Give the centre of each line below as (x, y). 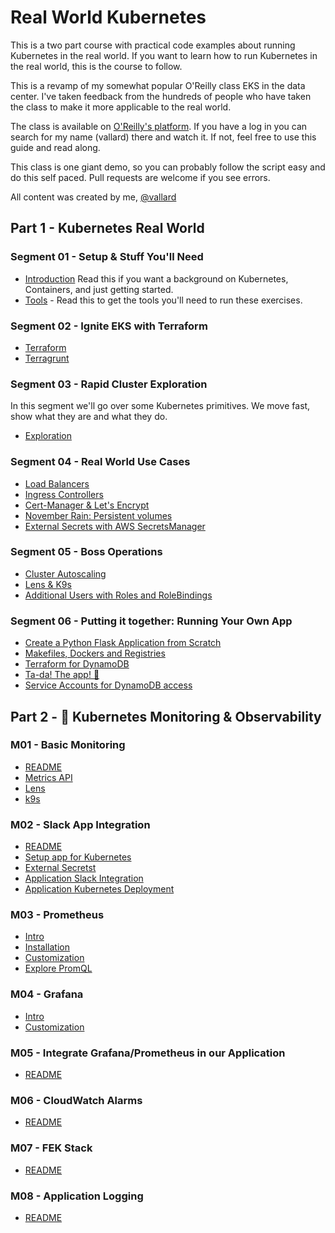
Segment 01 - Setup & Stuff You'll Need (107, 257)
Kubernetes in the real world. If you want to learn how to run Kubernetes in (164, 55)
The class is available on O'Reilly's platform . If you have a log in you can (159, 126)
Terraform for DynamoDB (77, 664)
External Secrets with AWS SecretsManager (115, 526)
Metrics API (48, 777)
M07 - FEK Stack (51, 1148)
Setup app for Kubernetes (78, 857)
